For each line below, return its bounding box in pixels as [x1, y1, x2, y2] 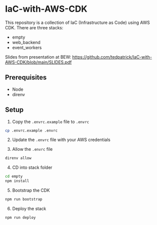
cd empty [5, 174, 23, 179]
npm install [5, 179, 29, 184]
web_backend [12, 39, 40, 45]
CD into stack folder [12, 164, 53, 170]
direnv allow [5, 156, 32, 161]
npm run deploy [5, 215, 36, 220]
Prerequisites [5, 73, 47, 82]
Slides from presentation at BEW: [5, 54, 72, 60]
